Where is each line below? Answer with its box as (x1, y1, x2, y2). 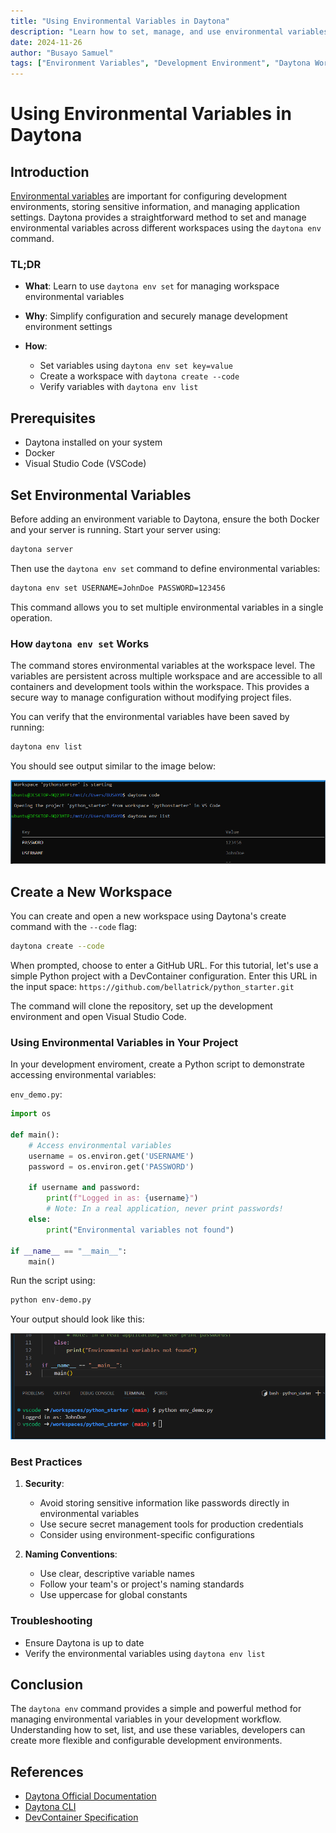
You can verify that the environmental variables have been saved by (10, 711, 290, 723)
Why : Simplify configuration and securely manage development (24, 310, 288, 322)
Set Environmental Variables (10, 486, 192, 504)
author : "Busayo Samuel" (10, 48, 114, 58)
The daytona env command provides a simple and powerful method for (10, 1703, 302, 1715)
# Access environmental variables (28, 1140, 172, 1150)
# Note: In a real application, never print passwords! (46, 1204, 284, 1214)
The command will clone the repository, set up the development (10, 1000, 273, 1012)
